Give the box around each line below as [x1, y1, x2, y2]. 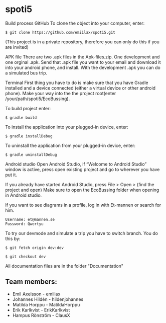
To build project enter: [5, 105, 51, 111]
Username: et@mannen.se [5, 217, 55, 222]
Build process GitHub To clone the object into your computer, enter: [5, 20, 145, 26]
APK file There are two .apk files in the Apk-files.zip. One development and [5, 54, 160, 60]
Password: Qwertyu [5, 221, 44, 226]
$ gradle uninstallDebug [5, 152, 57, 157]
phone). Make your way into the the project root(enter [5, 90, 116, 96]
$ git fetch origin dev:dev [5, 245, 64, 250]
